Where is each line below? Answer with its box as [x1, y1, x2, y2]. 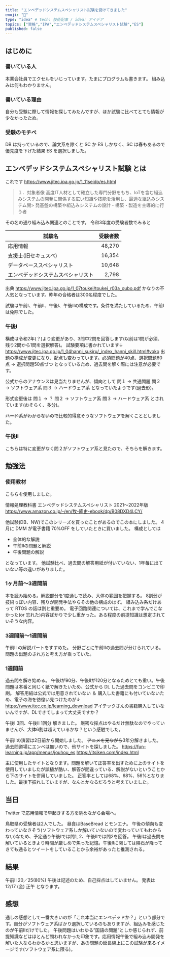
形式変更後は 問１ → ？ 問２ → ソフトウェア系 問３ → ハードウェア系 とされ [5, 395, 164, 402]
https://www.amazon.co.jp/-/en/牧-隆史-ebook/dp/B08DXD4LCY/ [5, 508, 143, 514]
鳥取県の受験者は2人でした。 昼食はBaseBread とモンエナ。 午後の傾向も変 [5, 821, 163, 827]
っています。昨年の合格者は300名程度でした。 [22, 291, 120, 298]
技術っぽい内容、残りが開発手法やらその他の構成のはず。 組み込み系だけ [5, 599, 157, 605]
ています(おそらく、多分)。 [5, 402, 62, 408]
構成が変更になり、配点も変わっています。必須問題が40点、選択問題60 [14, 355, 162, 361]
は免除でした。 [5, 309, 37, 315]
